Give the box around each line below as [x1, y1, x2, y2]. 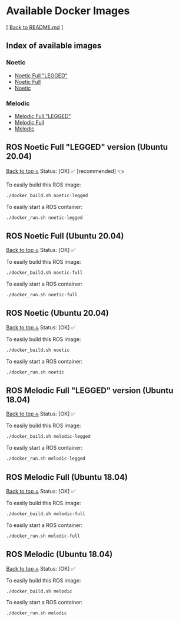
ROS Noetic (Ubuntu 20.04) [6, 308, 109, 318]
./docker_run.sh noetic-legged [6, 214, 83, 221]
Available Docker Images [6, 4, 130, 18]
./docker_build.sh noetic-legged [6, 192, 88, 198]
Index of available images [6, 41, 102, 51]
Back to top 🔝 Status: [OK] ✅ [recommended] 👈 [6, 167, 124, 175]
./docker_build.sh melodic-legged [6, 434, 91, 440]
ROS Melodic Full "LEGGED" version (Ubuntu [6, 385, 174, 395]
